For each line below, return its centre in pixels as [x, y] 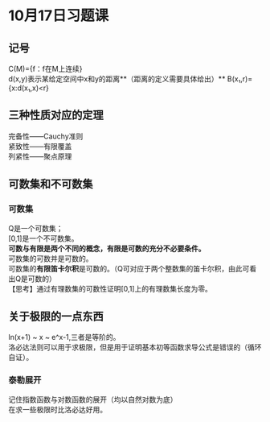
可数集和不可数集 [51, 184]
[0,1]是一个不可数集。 [43, 238]
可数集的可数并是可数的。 [51, 259]
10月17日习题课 [59, 16]
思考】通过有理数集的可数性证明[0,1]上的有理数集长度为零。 [114, 288]
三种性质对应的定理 [56, 116]
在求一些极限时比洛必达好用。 [57, 409]
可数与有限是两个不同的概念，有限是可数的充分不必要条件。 [107, 248]
